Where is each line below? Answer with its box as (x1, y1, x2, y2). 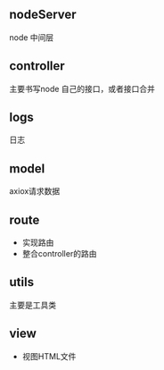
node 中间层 (9, 31, 54, 43)
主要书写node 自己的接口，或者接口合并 (9, 83, 156, 94)
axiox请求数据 (9, 186, 61, 197)
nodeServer (9, 7, 78, 22)
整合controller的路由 (21, 248, 97, 259)
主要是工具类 (9, 299, 56, 310)
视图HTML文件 (21, 350, 77, 361)
